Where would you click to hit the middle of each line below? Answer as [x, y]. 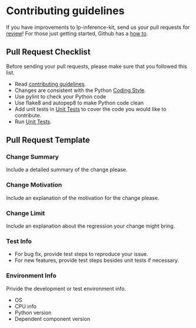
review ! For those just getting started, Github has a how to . [77, 33]
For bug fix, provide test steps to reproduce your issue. [81, 254]
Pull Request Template [48, 140]
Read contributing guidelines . [50, 84]
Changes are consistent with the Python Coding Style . [80, 90]
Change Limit [26, 213]
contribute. [28, 115]
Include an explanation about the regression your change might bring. [91, 226]
